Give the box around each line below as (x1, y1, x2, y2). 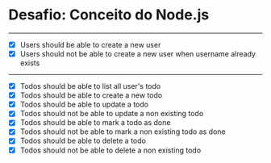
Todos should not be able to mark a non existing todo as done (19, 127, 226, 136)
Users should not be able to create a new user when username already (19, 49, 256, 58)
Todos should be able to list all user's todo (19, 81, 161, 91)
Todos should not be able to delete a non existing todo (19, 145, 202, 155)
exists (19, 58, 40, 68)
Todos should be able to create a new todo (19, 90, 163, 100)
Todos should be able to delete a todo (19, 136, 147, 146)
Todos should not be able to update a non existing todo (19, 109, 204, 119)
